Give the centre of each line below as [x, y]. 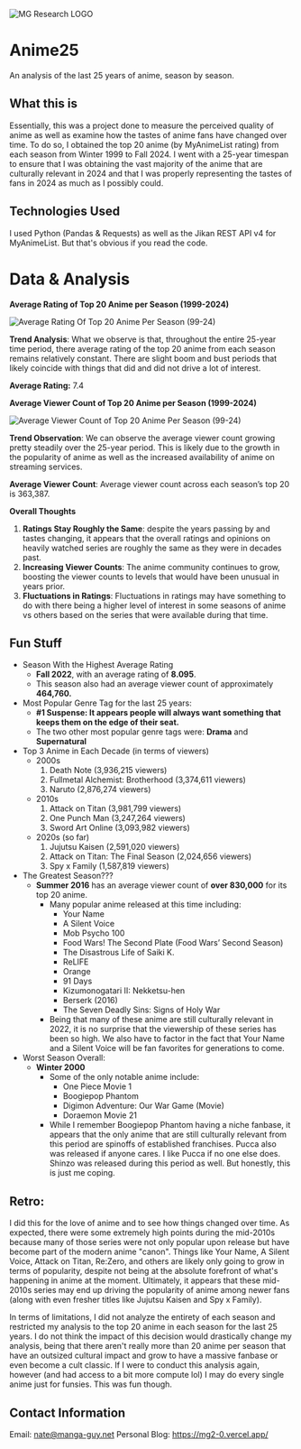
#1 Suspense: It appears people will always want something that [158, 713]
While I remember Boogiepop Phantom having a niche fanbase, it [170, 1125]
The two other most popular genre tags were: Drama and [142, 732]
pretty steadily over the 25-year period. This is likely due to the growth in [145, 448]
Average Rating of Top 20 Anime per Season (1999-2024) [119, 304]
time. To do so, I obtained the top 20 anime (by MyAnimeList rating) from [144, 144]
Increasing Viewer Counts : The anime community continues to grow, [151, 567]
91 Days [78, 981]
